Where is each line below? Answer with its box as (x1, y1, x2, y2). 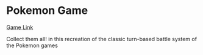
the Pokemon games (6, 42, 58, 49)
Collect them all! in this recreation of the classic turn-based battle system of (6, 35, 197, 42)
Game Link (6, 24, 34, 31)
